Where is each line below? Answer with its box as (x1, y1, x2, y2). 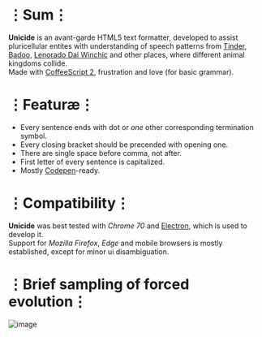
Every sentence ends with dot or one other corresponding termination (19, 122, 254, 132)
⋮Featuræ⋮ (8, 96, 95, 114)
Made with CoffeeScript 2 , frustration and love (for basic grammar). (8, 67, 234, 76)
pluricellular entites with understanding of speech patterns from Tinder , (8, 41, 247, 50)
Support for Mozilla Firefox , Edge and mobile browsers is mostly (8, 238, 223, 248)
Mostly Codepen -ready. (19, 165, 101, 175)
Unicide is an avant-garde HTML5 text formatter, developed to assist (8, 32, 238, 42)
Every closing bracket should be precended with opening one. (19, 140, 229, 149)
